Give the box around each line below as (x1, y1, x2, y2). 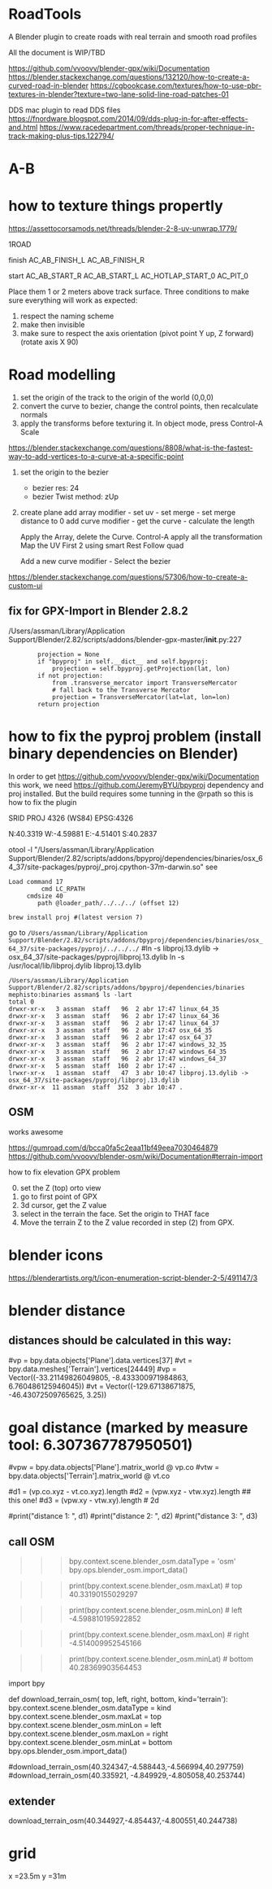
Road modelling (8, 365, 116, 384)
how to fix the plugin (8, 797, 77, 807)
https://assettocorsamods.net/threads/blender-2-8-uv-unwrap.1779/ (8, 224, 238, 234)
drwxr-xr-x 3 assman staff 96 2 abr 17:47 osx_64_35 (8, 1026, 213, 1034)
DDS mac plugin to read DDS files (8, 105, 121, 115)
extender (8, 1794, 55, 1808)
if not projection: (37, 671, 104, 680)
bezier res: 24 (32, 483, 80, 492)
